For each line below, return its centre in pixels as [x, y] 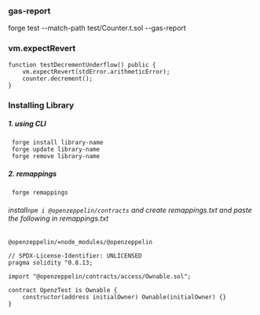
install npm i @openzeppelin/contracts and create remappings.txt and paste [130, 211]
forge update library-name [56, 150]
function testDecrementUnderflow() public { [82, 64]
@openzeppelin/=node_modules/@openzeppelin [81, 242]
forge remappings [40, 193]
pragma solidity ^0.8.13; [50, 262]
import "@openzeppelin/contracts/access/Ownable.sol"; [100, 277]
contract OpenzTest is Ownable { [63, 290]
